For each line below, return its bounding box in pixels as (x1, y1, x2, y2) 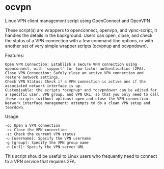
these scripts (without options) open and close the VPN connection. (5, 96, 151, 101)
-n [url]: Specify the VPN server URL (5, 144, 84, 149)
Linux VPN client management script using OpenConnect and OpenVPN (5, 18, 150, 24)
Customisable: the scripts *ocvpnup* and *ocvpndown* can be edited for (5, 87, 157, 92)
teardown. (5, 105, 26, 110)
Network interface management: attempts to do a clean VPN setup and (5, 100, 151, 106)
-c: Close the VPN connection (5, 127, 67, 132)
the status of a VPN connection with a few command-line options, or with (5, 37, 154, 43)
